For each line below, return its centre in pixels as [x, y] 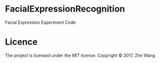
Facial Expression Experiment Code [40, 22]
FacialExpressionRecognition [65, 9]
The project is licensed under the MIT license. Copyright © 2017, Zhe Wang [80, 55]
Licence [21, 42]
